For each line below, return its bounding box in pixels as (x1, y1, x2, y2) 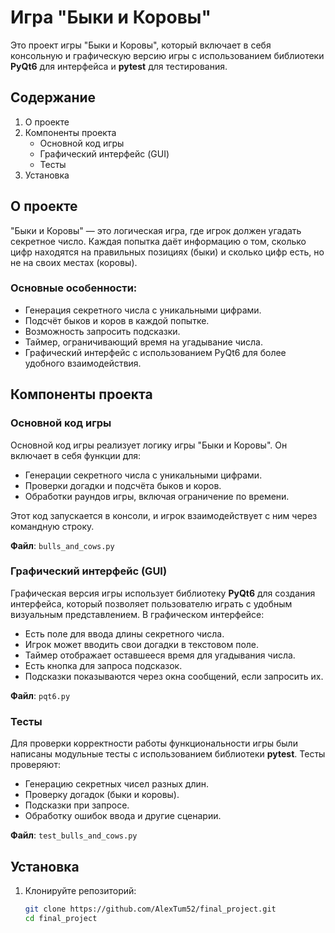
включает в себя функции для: (10, 449, 142, 461)
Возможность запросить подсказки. (24, 325, 181, 337)
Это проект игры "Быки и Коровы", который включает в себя (10, 39, 272, 51)
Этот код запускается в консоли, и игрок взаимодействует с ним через (10, 509, 318, 521)
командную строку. (10, 520, 95, 532)
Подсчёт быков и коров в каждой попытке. (24, 314, 210, 326)
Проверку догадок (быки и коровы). (24, 789, 180, 801)
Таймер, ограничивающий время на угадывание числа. (24, 336, 263, 348)
